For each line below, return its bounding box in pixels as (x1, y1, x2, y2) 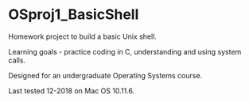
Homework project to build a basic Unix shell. (8, 32, 158, 41)
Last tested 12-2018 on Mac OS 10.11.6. (8, 85, 135, 96)
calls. (8, 55, 26, 65)
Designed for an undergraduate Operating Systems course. (8, 70, 203, 80)
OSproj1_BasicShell (8, 6, 139, 24)
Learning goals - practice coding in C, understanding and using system (8, 47, 242, 56)
